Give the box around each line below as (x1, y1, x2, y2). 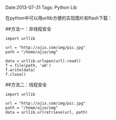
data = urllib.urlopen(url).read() (5, 58, 81, 64)
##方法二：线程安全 (5, 82, 47, 88)
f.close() (5, 72, 27, 77)
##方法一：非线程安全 (5, 26, 52, 32)
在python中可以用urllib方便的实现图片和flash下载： (5, 15, 112, 21)
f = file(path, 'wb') (5, 63, 52, 68)
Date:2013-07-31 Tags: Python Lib (5, 5, 77, 10)
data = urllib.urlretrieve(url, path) (5, 110, 88, 115)
